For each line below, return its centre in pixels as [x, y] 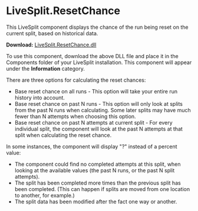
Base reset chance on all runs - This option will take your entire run [96, 91]
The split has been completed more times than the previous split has [98, 183]
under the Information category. [46, 68]
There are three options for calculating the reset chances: [76, 80]
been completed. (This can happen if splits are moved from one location [102, 189]
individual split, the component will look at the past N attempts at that [98, 129]
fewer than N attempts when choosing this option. [75, 116]
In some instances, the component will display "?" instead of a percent [92, 146]
